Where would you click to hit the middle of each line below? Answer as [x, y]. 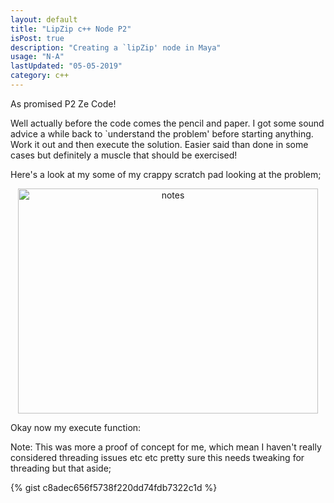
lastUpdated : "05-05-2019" [66, 66]
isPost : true [37, 38]
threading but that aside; [61, 468]
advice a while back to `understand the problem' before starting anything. [162, 133]
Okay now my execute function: [76, 427]
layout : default [44, 19]
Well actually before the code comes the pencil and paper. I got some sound [167, 123]
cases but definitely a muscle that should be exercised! [124, 155]
